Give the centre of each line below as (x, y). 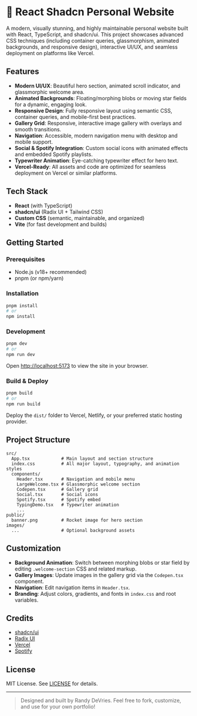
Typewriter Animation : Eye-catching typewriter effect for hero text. (96, 160)
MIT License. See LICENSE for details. (52, 684)
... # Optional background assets (73, 530)
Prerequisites (26, 259)
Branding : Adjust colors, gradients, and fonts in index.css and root (95, 593)
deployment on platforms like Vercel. (50, 53)
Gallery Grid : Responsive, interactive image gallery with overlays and (98, 123)
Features (23, 72)
